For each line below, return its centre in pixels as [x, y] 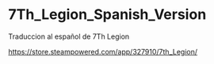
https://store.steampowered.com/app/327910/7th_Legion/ [103, 51]
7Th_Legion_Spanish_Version [107, 15]
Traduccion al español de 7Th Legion [69, 36]
